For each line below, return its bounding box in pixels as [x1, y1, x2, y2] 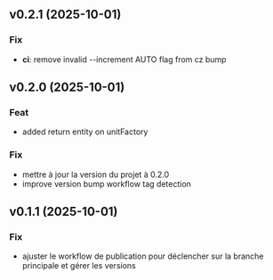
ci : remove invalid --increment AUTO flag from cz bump [21, 53, 227, 65]
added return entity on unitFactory [21, 126, 149, 137]
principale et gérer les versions [21, 260, 136, 271]
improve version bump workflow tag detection [21, 178, 191, 189]
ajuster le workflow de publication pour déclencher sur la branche [21, 251, 264, 261]
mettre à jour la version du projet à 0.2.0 [21, 169, 170, 180]
